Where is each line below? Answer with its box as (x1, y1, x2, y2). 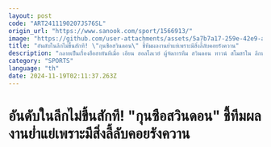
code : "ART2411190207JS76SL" (8, 19, 106, 27)
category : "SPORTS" (8, 57, 74, 65)
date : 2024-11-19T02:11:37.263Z (8, 72, 117, 80)
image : (8, 34, 31, 43)
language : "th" (8, 65, 60, 73)
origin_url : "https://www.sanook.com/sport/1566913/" (8, 27, 194, 35)
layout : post (8, 11, 52, 20)
